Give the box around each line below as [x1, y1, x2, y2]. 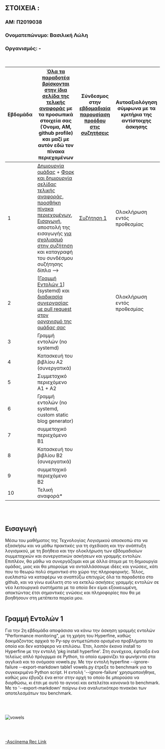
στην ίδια [44, 86, 67, 93]
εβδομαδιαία [79, 105, 110, 112]
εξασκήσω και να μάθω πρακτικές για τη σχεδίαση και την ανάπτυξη [5, 543, 146, 549]
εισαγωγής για [37, 230, 72, 237]
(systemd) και [37, 287, 70, 294]
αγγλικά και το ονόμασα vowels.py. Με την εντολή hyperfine [5, 659, 130, 665]
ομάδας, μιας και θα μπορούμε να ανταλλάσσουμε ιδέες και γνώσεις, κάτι [5, 564, 158, 569]
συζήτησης [37, 261, 63, 268]
